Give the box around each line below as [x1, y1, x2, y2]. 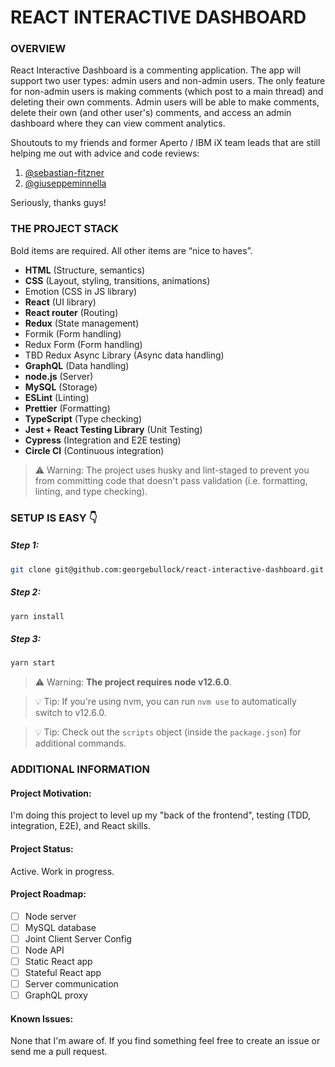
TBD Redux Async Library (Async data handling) [24, 349, 225, 361]
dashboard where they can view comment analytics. [10, 117, 226, 130]
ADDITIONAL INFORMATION [10, 762, 150, 776]
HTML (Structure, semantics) [24, 264, 146, 276]
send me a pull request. [10, 1046, 108, 1058]
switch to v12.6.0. [34, 707, 107, 719]
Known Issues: [10, 1012, 74, 1025]
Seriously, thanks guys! [10, 197, 107, 209]
